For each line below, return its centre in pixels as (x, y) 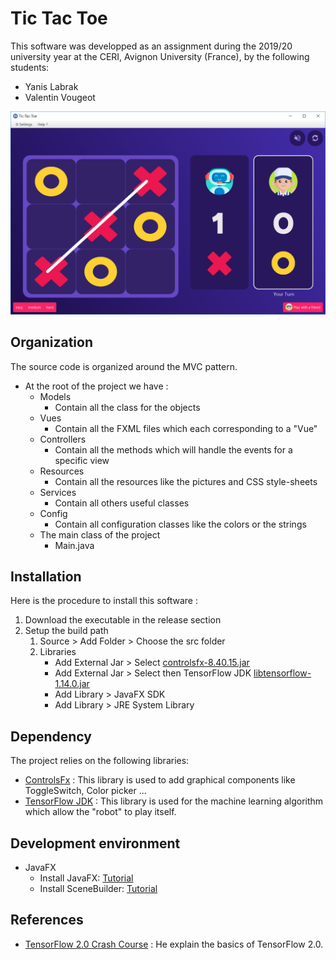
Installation (46, 576)
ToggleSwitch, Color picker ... (85, 791)
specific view (82, 460)
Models (55, 396)
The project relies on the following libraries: (100, 761)
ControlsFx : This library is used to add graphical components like (160, 780)
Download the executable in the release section (123, 620)
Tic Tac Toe (59, 18)
